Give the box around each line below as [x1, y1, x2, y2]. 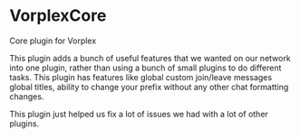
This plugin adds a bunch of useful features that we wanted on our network [9, 52, 292, 63]
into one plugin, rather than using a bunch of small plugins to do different [9, 62, 282, 73]
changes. [9, 91, 44, 102]
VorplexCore [9, 5, 107, 26]
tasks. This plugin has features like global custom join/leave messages [9, 71, 273, 82]
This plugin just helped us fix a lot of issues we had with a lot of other [9, 108, 269, 119]
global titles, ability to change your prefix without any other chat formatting [9, 81, 289, 92]
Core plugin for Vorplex [9, 35, 97, 46]
